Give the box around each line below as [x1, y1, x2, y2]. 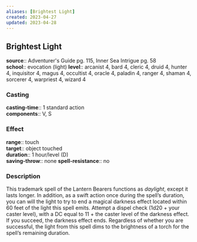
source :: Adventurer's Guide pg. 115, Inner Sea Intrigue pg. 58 [6, 57, 156, 64]
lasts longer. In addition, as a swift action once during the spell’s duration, [6, 192, 185, 199]
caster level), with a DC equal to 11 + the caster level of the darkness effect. [6, 211, 190, 218]
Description [6, 172, 41, 180]
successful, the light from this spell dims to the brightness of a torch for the [6, 223, 189, 230]
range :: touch [6, 138, 40, 145]
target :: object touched [6, 145, 63, 152]
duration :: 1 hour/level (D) [6, 151, 69, 158]
